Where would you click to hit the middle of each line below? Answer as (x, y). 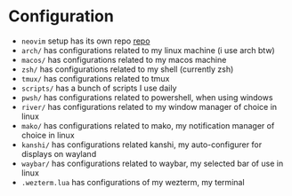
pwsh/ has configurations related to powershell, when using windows (147, 97)
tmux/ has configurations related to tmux (95, 78)
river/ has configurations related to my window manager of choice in (149, 106)
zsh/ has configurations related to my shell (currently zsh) (127, 69)
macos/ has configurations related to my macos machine (124, 59)
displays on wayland (59, 153)
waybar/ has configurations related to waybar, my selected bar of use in (152, 163)
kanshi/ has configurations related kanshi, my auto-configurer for (142, 145)
